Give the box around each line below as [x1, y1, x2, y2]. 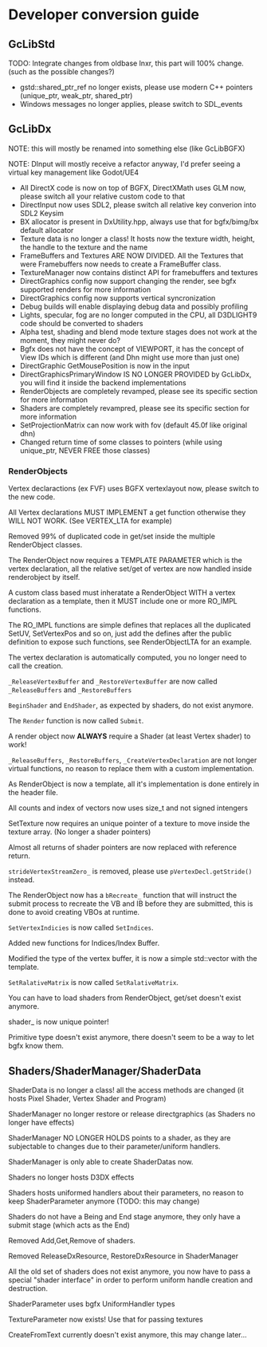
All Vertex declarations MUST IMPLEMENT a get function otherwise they [8, 508, 246, 518]
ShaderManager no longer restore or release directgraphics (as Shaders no [8, 1109, 256, 1118]
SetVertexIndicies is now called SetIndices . [8, 923, 154, 932]
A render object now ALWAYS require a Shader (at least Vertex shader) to [8, 731, 251, 741]
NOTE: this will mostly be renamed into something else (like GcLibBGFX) [8, 144, 245, 153]
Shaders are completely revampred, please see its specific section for [19, 403, 250, 412]
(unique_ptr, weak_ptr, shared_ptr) [19, 91, 133, 100]
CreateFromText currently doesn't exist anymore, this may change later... [8, 1329, 247, 1339]
